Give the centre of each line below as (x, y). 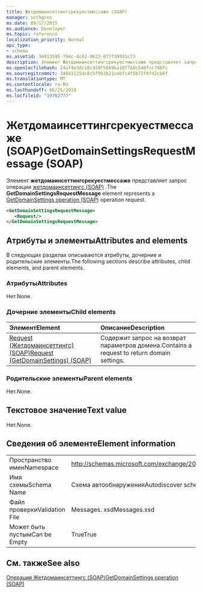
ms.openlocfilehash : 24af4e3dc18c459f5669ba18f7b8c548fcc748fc (87, 68)
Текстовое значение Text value (66, 410)
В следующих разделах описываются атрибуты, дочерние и (84, 255)
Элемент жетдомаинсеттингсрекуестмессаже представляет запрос (97, 180)
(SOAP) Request (32, 352)
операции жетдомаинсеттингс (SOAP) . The (62, 186)
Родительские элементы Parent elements (69, 378)
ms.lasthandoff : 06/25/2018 (41, 90)
